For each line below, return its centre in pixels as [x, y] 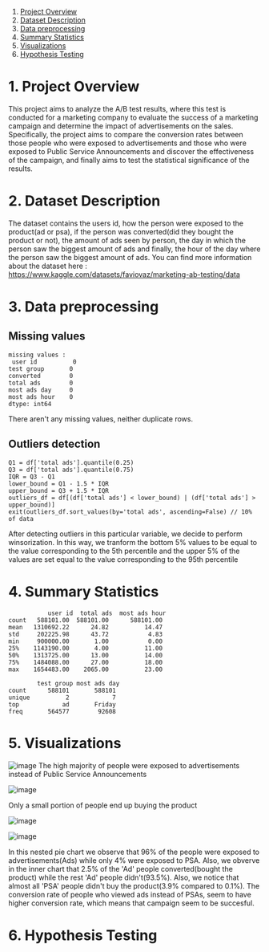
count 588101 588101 [62, 690]
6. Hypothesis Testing [83, 935]
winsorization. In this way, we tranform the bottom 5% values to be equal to [133, 542]
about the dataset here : [48, 266]
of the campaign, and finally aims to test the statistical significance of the [129, 160]
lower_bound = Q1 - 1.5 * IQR [59, 484]
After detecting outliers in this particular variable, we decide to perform [125, 534]
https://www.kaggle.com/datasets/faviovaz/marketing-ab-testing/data [124, 274]
